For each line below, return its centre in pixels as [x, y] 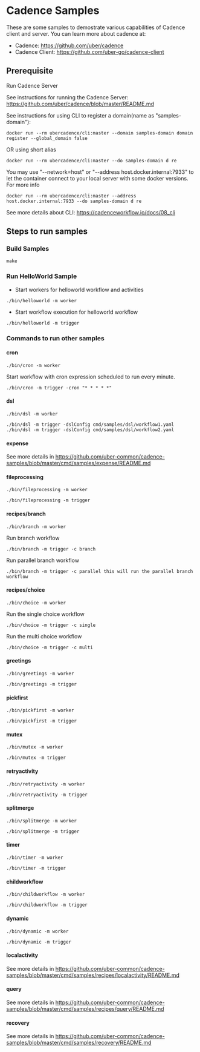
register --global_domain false [47, 138]
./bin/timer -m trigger [36, 868]
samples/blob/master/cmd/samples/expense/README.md [79, 463]
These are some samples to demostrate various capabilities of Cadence [96, 27]
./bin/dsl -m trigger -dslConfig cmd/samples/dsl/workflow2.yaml [90, 430]
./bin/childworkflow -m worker [46, 895]
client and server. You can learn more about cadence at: [76, 33]
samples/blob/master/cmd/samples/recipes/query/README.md [85, 1008]
